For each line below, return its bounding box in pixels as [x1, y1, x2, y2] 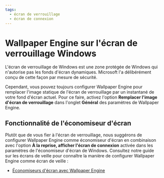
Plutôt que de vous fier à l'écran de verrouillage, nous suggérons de [5, 132, 142, 138]
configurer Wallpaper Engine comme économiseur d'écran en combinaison [5, 137, 157, 143]
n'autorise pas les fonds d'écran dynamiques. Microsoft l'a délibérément [5, 69, 152, 75]
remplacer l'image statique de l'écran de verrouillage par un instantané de [5, 89, 154, 95]
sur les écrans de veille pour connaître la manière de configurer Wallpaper [5, 153, 155, 159]
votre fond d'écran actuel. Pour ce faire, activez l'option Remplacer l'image [5, 94, 158, 101]
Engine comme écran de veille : [5, 158, 69, 164]
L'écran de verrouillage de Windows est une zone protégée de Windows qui [5, 64, 158, 70]
